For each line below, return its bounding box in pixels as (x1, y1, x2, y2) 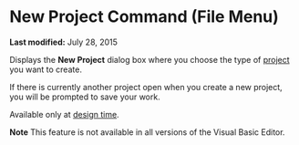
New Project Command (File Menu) (9, 6, 280, 27)
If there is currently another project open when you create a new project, (9, 81, 283, 92)
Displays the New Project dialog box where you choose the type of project (9, 54, 290, 65)
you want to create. (9, 64, 82, 75)
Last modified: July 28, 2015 (9, 36, 119, 47)
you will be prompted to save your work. (9, 91, 161, 102)
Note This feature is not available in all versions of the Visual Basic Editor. (9, 126, 285, 138)
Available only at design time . (9, 109, 120, 119)
